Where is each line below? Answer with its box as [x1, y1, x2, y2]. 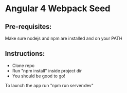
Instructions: [5, 49, 45, 58]
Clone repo [12, 62, 35, 69]
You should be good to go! [12, 73, 66, 79]
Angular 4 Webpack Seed [5, 3, 110, 14]
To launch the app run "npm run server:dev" [5, 82, 94, 88]
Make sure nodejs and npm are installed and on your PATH [5, 35, 123, 41]
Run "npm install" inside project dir [12, 68, 82, 73]
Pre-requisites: [5, 23, 52, 31]
